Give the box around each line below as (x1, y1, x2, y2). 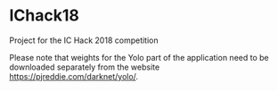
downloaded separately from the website (9, 62, 160, 72)
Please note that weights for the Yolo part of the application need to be (9, 52, 269, 62)
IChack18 (9, 5, 80, 26)
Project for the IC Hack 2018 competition (9, 35, 159, 45)
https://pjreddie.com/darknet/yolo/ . (9, 70, 139, 81)
